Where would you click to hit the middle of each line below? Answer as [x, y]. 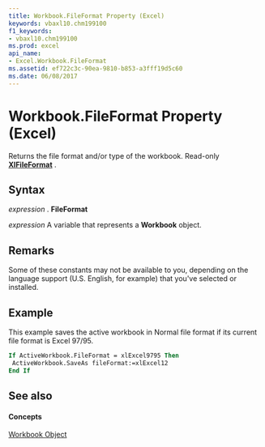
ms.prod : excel [34, 46]
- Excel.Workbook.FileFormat [58, 62]
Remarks [32, 251]
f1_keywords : [30, 31]
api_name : [25, 53]
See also [30, 396]
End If [19, 370]
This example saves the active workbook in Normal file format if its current [133, 332]
